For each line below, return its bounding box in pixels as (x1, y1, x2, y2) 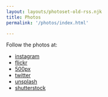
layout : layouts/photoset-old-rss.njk (6, 8, 102, 15)
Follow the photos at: (6, 41, 58, 48)
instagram (14, 53, 40, 60)
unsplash (14, 78, 37, 85)
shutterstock (14, 85, 46, 92)
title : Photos (6, 14, 42, 20)
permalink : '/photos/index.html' (6, 20, 89, 26)
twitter (14, 72, 31, 79)
